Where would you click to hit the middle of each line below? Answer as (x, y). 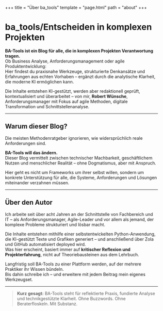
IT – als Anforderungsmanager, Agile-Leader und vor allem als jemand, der (80, 219)
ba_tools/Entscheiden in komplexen (78, 27)
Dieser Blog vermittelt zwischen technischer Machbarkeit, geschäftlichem (79, 158)
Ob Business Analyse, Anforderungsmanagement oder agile (65, 61)
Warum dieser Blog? (36, 126)
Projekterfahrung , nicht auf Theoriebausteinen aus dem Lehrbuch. (72, 254)
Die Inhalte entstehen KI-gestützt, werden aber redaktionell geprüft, (73, 91)
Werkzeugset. (19, 279)
